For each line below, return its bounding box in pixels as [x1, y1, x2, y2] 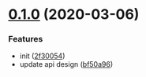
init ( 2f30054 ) [19, 51, 66, 60]
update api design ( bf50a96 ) [19, 60, 114, 69]
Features [8, 34, 43, 45]
